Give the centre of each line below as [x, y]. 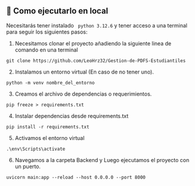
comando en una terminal [46, 50]
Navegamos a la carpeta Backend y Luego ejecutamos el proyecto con [102, 160]
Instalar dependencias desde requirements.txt [71, 116]
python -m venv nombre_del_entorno [51, 83]
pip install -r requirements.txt [48, 127]
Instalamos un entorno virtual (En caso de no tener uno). [84, 72]
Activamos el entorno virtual [50, 138]
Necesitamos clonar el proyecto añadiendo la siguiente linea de [93, 43]
